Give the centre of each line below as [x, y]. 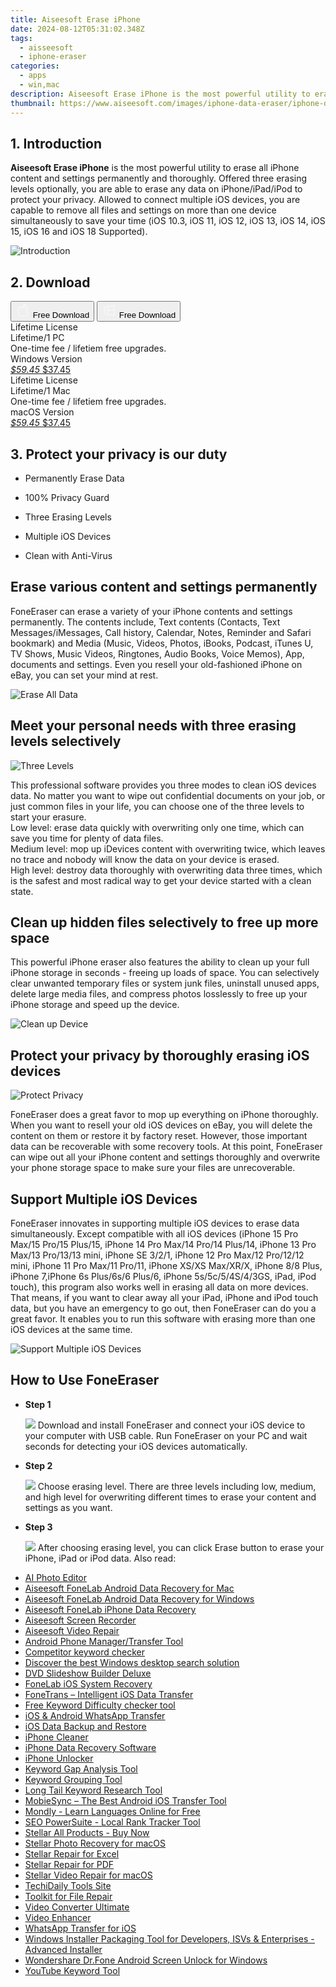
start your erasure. [48, 817]
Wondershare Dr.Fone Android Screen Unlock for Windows [146, 1960]
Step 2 [38, 1465]
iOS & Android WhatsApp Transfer [95, 1715]
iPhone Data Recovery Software [90, 1747]
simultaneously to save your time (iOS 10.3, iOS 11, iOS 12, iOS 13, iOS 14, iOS [168, 221]
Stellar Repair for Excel [72, 1853]
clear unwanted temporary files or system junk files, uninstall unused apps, [165, 983]
